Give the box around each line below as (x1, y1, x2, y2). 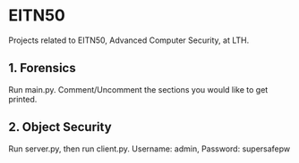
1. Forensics (8, 61, 77, 76)
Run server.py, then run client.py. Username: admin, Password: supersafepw (8, 143, 291, 154)
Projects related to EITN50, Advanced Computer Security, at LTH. (8, 35, 250, 45)
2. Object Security (8, 119, 113, 134)
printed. (8, 94, 38, 104)
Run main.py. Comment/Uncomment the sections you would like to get (8, 84, 269, 94)
